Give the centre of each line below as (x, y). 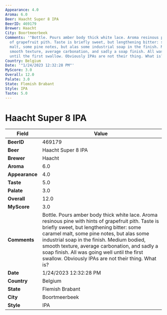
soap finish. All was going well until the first (92, 252)
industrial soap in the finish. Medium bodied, (94, 240)
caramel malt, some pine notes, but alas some (96, 234)
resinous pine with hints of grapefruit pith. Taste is (100, 221)
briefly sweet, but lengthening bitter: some (92, 227)
